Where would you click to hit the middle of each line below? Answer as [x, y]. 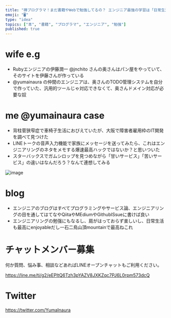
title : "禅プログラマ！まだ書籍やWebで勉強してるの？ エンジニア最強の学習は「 [80, 10]
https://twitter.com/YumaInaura [38, 310]
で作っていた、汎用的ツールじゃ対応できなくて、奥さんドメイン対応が [86, 88]
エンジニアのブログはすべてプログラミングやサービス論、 [73, 208]
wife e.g [23, 54]
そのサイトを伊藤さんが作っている [48, 76]
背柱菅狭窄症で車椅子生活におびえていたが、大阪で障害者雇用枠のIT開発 [88, 130]
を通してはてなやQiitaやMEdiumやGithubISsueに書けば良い [88, 214]
